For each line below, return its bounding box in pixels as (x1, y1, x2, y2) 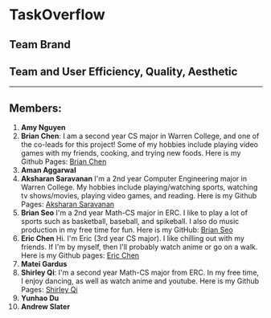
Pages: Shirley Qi (20, 285, 79, 295)
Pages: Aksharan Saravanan (20, 199, 115, 210)
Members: (9, 101, 63, 115)
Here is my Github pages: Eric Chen (20, 251, 140, 260)
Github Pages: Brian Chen (20, 157, 107, 166)
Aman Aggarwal (20, 165, 76, 175)
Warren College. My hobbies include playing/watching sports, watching (20, 182, 258, 192)
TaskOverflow (9, 6, 105, 24)
